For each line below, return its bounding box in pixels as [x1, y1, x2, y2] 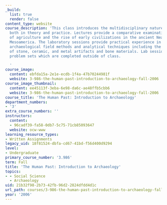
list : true [9, 12, 32, 17]
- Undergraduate [5, 150, 39, 156]
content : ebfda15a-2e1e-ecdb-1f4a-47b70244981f [9, 72, 110, 77]
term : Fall [5, 160, 28, 165]
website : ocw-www [9, 127, 46, 132]
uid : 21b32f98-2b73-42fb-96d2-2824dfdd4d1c [5, 183, 97, 188]
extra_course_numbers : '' [5, 109, 59, 114]
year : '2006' [5, 192, 32, 197]
